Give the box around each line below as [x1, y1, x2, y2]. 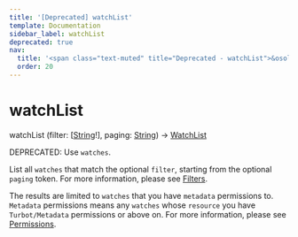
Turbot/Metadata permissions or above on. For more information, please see [9, 209, 286, 219]
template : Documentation [9, 21, 101, 30]
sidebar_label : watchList [9, 29, 105, 38]
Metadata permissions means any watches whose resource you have [9, 200, 255, 210]
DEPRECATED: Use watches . [9, 147, 111, 157]
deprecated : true [9, 37, 74, 47]
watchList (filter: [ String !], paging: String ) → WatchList [9, 129, 207, 140]
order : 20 [17, 63, 53, 72]
